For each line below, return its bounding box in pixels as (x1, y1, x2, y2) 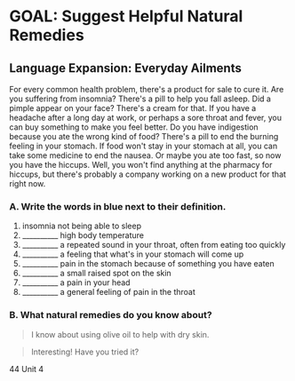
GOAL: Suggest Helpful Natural (9, 6, 243, 27)
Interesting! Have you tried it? (30, 346, 140, 357)
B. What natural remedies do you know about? (9, 309, 212, 321)
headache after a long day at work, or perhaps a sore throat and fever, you (9, 113, 283, 123)
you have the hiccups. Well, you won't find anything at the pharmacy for (9, 160, 273, 170)
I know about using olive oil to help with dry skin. (30, 329, 210, 339)
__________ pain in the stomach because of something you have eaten (21, 258, 275, 269)
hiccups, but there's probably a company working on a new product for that (9, 169, 287, 179)
